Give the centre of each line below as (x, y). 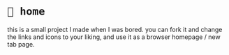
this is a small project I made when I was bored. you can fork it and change (115, 29)
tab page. (21, 44)
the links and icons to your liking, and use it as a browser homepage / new (114, 37)
